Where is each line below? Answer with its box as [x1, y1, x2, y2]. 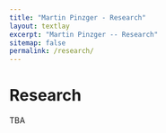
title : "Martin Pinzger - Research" [9, 13, 146, 22]
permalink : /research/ [9, 47, 94, 56]
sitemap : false [9, 38, 66, 48]
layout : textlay [9, 22, 70, 31]
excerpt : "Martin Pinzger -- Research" [9, 30, 159, 39]
